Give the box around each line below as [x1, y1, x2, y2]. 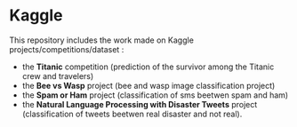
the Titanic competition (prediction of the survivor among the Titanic [21, 61, 275, 72]
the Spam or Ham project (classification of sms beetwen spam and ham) [21, 90, 289, 100]
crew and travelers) [21, 70, 94, 81]
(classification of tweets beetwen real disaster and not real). [21, 108, 243, 119]
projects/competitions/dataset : [9, 44, 124, 54]
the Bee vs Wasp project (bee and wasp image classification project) [21, 80, 276, 91]
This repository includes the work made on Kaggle [9, 35, 194, 45]
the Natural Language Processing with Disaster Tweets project [21, 99, 258, 109]
